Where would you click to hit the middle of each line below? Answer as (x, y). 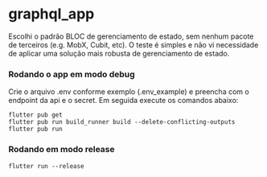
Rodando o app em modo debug (72, 74)
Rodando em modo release (62, 150)
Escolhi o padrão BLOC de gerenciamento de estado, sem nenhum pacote (131, 36)
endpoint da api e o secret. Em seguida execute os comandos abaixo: (123, 101)
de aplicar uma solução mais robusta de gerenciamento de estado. (119, 53)
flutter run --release (46, 166)
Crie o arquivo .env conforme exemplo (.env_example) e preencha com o (129, 92)
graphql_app (51, 14)
